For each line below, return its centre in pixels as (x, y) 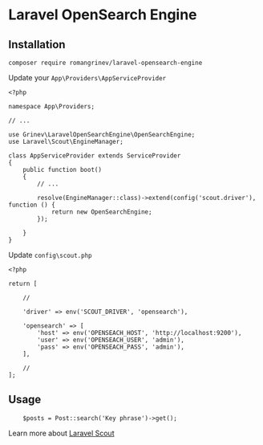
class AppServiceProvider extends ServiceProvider (95, 156)
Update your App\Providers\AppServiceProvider (87, 78)
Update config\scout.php (50, 255)
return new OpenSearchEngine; (101, 212)
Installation (37, 45)
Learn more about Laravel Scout (61, 433)
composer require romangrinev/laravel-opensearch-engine (105, 63)
